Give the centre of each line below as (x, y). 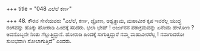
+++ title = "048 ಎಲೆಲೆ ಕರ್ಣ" (39, 9)
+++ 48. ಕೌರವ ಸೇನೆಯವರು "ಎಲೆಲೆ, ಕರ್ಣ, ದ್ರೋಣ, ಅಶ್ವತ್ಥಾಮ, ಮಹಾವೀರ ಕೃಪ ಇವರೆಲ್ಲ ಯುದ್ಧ (94, 21)
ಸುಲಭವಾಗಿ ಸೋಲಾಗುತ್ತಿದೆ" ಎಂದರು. (39, 41)
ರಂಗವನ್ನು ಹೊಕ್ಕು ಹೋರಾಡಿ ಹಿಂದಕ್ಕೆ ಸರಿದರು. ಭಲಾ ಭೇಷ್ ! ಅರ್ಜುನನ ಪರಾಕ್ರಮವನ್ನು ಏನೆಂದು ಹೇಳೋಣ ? (100, 27)
